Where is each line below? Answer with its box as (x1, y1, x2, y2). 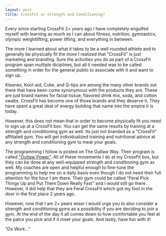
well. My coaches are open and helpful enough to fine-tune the (5, 164, 134, 170)
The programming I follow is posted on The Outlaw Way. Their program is (5, 149, 155, 155)
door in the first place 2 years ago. (5, 191, 76, 197)
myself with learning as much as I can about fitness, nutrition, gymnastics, (5, 31, 157, 37)
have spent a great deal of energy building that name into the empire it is (5, 103, 154, 109)
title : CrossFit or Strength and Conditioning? (5, 12, 106, 17)
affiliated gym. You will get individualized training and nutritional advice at (5, 134, 156, 140)
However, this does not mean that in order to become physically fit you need (5, 118, 161, 124)
